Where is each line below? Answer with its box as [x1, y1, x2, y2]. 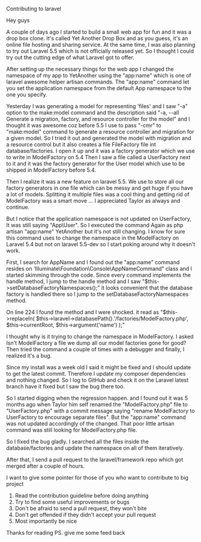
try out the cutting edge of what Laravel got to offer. [6, 54, 135, 61]
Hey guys [6, 17, 30, 23]
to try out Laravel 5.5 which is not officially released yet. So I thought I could [6, 47, 194, 55]
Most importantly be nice [14, 517, 77, 525]
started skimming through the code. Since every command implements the [6, 271, 191, 279]
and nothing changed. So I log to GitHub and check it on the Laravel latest [6, 376, 189, 384]
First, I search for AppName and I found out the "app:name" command [6, 259, 180, 266]
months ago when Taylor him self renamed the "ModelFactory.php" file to [6, 401, 188, 408]
